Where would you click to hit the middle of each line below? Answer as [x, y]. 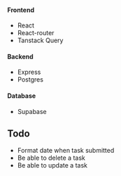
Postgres [30, 80]
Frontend [21, 10]
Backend [20, 56]
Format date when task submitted [66, 151]
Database [22, 96]
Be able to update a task [52, 165]
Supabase [32, 111]
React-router [36, 33]
